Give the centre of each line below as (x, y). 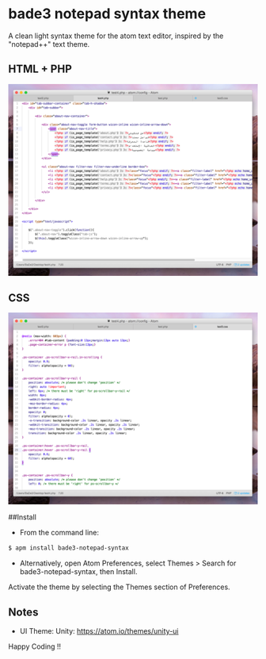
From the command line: (59, 533)
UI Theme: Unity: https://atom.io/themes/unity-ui (99, 630)
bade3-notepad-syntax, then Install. (78, 572)
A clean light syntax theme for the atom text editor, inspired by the (116, 36)
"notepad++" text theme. (49, 44)
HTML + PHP (40, 69)
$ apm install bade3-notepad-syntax (68, 548)
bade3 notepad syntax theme (107, 14)
